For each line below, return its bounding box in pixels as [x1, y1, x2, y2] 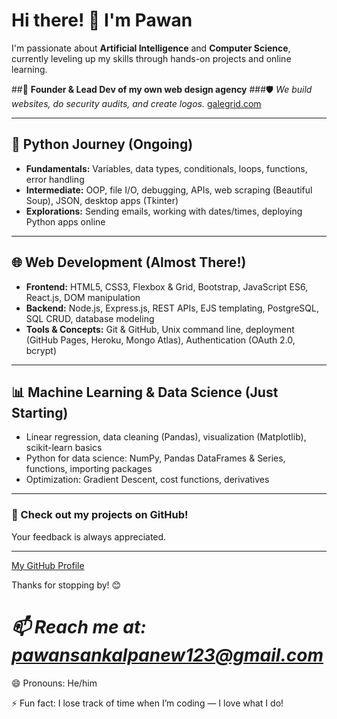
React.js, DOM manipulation [25, 291, 141, 303]
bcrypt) [25, 344, 57, 356]
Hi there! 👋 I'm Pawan [11, 9, 193, 32]
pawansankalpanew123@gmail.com [11, 644, 324, 666]
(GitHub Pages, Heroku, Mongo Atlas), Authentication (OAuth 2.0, [25, 334, 296, 346]
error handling [25, 173, 85, 185]
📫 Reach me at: [11, 615, 147, 638]
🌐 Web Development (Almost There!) [11, 254, 247, 271]
